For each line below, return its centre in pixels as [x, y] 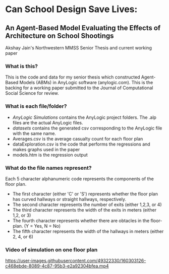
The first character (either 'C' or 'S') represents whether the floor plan [85, 194]
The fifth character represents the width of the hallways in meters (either [88, 231]
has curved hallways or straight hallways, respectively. [69, 199]
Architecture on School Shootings [60, 36]
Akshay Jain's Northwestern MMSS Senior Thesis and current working [79, 48]
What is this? [21, 66]
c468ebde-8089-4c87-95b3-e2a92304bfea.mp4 [57, 266]
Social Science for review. [32, 93]
